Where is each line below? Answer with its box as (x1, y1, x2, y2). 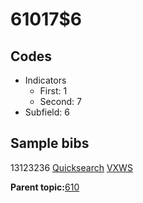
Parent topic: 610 (10, 181, 80, 193)
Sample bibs (10, 135, 90, 152)
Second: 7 (39, 96, 82, 107)
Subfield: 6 (24, 106, 70, 118)
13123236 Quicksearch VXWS (10, 161, 133, 173)
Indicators (24, 74, 67, 86)
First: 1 (39, 85, 68, 97)
